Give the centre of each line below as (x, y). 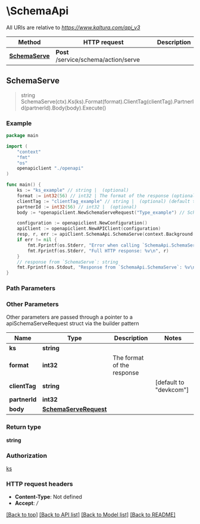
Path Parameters (31, 288)
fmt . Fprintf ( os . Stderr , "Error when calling (84, 245)
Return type (24, 427)
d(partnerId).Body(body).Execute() (63, 108)
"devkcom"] (172, 390)
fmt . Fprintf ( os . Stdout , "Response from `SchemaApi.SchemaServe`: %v (104, 267)
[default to (170, 382)
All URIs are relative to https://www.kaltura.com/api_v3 (73, 27)
